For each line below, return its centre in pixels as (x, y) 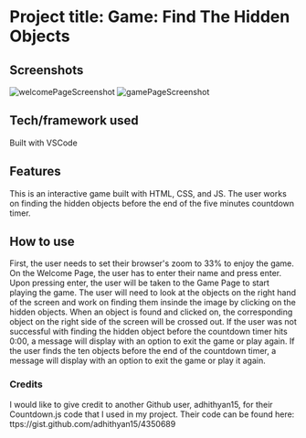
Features (35, 171)
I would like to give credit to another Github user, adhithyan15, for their (141, 404)
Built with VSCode (43, 143)
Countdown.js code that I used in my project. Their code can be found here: (152, 414)
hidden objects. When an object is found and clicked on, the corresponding (151, 312)
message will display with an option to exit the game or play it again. (138, 361)
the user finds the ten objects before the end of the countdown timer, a (143, 351)
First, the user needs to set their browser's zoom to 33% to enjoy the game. (152, 263)
